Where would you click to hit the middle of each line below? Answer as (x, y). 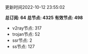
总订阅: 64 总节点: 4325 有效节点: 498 (44, 18)
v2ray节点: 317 (27, 28)
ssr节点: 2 (22, 40)
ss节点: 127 (23, 46)
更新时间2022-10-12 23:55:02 (35, 7)
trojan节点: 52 (26, 34)
